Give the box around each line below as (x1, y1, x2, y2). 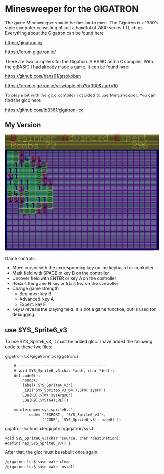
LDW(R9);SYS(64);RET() (22, 398, 69, 403)
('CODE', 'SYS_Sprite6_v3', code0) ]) (42, 417, 121, 422)
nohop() (22, 378, 38, 383)
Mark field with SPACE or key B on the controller (12, 270, 109, 276)
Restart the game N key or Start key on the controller (12, 280, 119, 286)
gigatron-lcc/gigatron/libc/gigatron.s (5, 354, 79, 359)
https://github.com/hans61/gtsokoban (5, 73, 81, 79)
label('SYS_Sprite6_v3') (22, 383, 73, 388)
